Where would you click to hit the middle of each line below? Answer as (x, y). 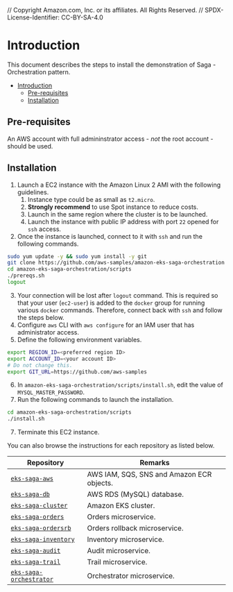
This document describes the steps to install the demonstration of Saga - (112, 65)
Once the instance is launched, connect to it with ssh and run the (110, 236)
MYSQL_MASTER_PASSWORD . (51, 392)
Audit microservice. (119, 551)
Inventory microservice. (126, 539)
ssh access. (44, 229)
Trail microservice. (117, 562)
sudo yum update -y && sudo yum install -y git (77, 256)
